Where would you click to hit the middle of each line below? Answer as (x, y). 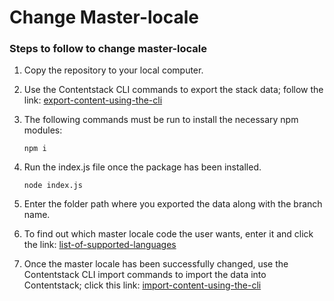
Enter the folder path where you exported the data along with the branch (173, 204)
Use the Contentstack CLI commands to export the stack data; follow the (173, 90)
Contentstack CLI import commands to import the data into (145, 275)
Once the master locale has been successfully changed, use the (156, 264)
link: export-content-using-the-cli (93, 100)
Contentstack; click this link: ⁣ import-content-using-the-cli (142, 285)
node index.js (53, 186)
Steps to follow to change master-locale (108, 49)
